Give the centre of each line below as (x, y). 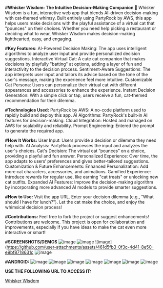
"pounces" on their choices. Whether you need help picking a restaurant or (81, 28)
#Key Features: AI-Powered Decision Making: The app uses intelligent (76, 48)
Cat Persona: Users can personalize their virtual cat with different (71, 85)
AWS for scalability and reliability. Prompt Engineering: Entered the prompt (80, 126)
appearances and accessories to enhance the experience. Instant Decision (80, 90)
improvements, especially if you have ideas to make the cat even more (76, 227)
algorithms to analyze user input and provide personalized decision (73, 53)
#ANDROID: (17, 262)
